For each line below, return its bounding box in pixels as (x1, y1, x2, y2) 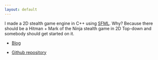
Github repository (11, 49, 47, 55)
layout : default (4, 7, 37, 12)
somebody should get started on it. (4, 30, 74, 36)
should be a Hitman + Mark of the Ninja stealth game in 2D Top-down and (4, 25, 152, 31)
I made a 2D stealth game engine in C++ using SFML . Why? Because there (4, 20, 153, 26)
